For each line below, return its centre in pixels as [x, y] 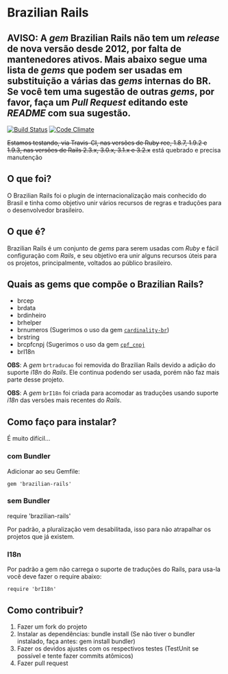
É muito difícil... [29, 439]
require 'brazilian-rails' [39, 515]
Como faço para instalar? [62, 422]
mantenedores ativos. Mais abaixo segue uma [107, 59]
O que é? [26, 232]
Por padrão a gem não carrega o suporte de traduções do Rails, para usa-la [114, 569]
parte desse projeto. [36, 380]
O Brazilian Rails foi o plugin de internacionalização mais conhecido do [107, 195]
